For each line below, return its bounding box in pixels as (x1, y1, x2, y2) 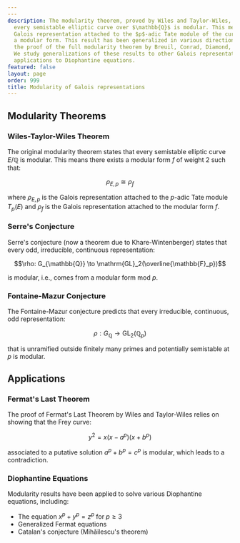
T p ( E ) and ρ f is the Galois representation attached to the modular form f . (7, 202, 220, 213)
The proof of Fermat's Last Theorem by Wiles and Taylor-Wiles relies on (7, 410, 219, 419)
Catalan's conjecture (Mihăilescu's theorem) (17, 527, 149, 536)
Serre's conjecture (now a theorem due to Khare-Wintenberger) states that (7, 238, 227, 246)
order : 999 (7, 76, 40, 84)
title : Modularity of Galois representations (7, 83, 145, 91)
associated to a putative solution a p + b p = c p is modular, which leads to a (7, 447, 225, 457)
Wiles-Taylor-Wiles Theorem (7, 131, 110, 141)
